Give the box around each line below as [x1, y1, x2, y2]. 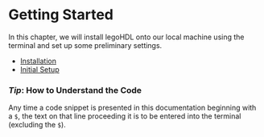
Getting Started [8, 6, 114, 24]
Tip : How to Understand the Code [8, 84, 142, 95]
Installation [19, 56, 57, 66]
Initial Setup [19, 64, 60, 74]
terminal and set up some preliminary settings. [8, 40, 163, 50]
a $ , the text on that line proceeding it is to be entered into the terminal [8, 111, 241, 121]
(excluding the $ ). [8, 120, 66, 130]
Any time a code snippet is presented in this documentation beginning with [8, 103, 257, 113]
